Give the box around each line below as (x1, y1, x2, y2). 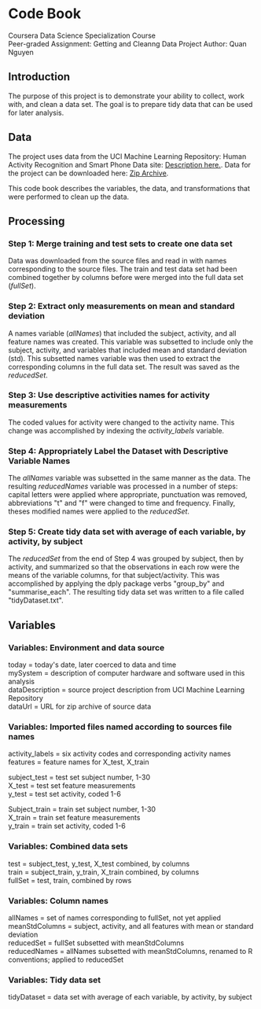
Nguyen (8, 47, 34, 57)
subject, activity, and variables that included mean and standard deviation (8, 345, 248, 355)
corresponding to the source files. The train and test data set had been (8, 264, 237, 274)
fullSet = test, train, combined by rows (8, 875, 132, 885)
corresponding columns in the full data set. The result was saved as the (8, 362, 240, 371)
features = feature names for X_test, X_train (8, 757, 149, 767)
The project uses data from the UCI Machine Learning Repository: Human (8, 151, 247, 161)
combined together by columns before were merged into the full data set (8, 273, 244, 282)
